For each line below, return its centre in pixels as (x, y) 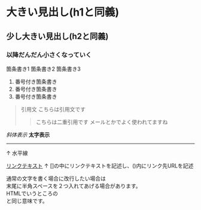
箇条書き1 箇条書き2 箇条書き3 (43, 69)
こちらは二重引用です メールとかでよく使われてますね (102, 122)
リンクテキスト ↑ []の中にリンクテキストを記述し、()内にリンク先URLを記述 (100, 166)
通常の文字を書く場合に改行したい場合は (56, 178)
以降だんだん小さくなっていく (49, 54)
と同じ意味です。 (27, 200)
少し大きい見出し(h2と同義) (57, 36)
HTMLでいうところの (32, 193)
